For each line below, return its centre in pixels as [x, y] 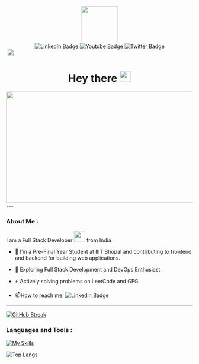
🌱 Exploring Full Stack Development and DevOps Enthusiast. [88, 270]
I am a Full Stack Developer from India [59, 240]
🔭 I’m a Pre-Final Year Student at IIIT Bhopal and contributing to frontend [103, 252]
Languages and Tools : [39, 330]
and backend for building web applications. [67, 258]
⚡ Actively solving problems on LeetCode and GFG [77, 282]
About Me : [22, 221]
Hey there [92, 79]
